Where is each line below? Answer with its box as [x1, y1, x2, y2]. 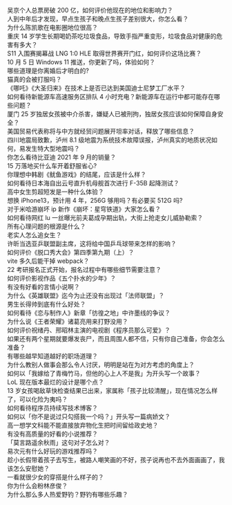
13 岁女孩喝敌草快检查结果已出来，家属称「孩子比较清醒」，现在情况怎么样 [7, 387, 218, 394]
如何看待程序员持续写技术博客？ [7, 404, 98, 412]
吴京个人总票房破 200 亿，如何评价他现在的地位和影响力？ [7, 6, 174, 14]
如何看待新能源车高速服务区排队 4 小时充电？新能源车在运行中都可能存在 [7, 93, 214, 100]
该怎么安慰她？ [7, 464, 50, 472]
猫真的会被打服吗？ [7, 75, 62, 83]
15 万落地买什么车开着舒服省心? [7, 162, 97, 169]
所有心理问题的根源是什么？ [7, 222, 86, 230]
